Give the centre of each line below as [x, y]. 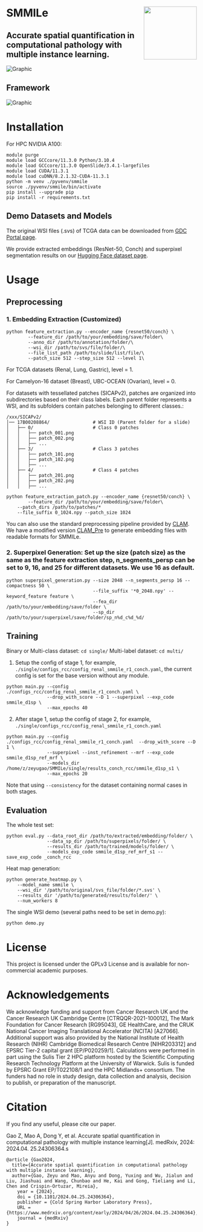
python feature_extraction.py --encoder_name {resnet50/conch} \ [90, 332]
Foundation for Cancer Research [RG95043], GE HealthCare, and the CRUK [100, 1025]
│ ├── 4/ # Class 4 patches [72, 470]
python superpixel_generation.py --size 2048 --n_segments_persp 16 [94, 580]
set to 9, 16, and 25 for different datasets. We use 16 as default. [101, 568]
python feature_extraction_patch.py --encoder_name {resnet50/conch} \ [98, 497]
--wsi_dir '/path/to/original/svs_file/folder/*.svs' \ [89, 890]
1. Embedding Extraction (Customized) [64, 320]
